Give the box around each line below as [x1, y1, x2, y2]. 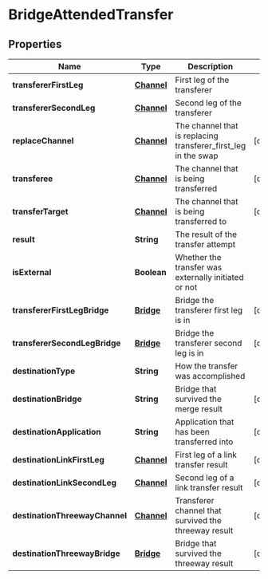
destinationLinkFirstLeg [12, 455, 105, 465]
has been [175, 427, 210, 437]
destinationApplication [12, 427, 101, 437]
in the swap [175, 150, 219, 161]
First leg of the [175, 74, 230, 85]
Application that [175, 416, 235, 427]
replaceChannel [12, 136, 74, 146]
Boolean [134, 267, 167, 278]
